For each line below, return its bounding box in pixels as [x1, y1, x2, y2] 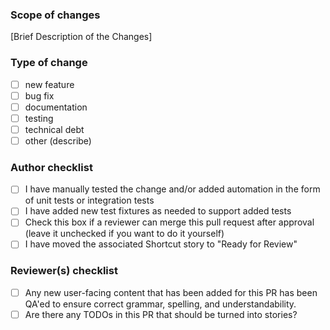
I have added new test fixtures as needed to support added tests [24, 205, 292, 217]
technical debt [24, 123, 85, 135]
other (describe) [24, 134, 92, 147]
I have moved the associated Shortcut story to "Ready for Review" [24, 238, 298, 250]
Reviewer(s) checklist [10, 264, 118, 278]
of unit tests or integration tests [24, 194, 155, 207]
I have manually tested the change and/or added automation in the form [24, 183, 321, 195]
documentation [24, 101, 88, 113]
